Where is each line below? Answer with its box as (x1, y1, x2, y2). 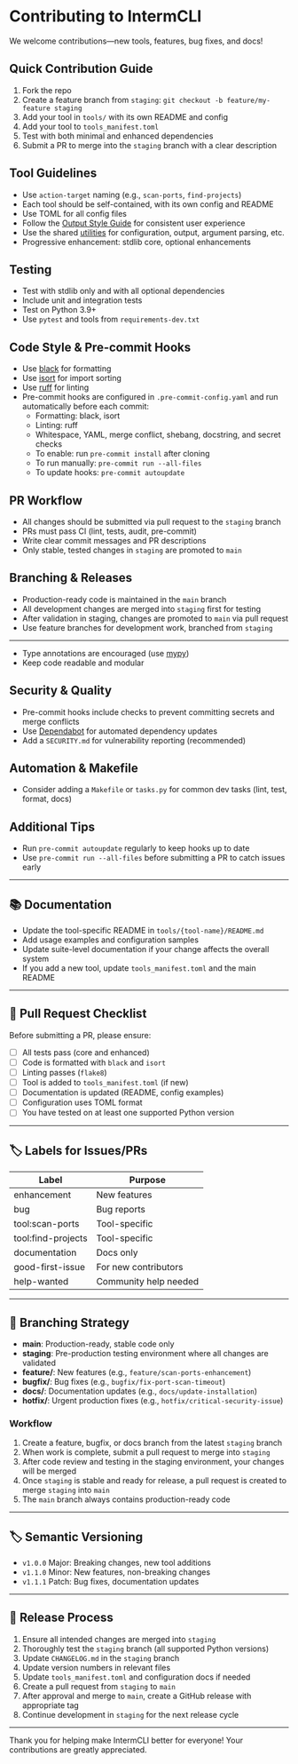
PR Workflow (9, 493, 82, 508)
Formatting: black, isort (35, 410, 121, 421)
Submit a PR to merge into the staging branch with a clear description (21, 139, 278, 150)
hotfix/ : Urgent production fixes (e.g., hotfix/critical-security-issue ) (21, 1395, 284, 1405)
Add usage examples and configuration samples (21, 934, 200, 945)
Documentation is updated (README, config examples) (21, 1087, 224, 1098)
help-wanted (13, 1275, 69, 1288)
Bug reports (96, 1204, 146, 1216)
